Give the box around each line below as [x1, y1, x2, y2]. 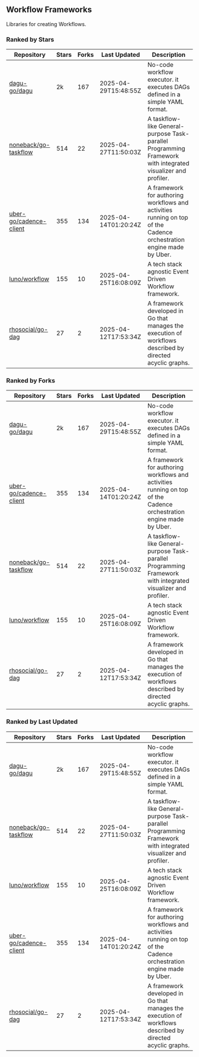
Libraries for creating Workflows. [6, 20, 86, 27]
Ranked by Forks [6, 377, 55, 385]
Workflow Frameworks [6, 5, 92, 15]
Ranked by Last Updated [6, 718, 78, 726]
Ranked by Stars [6, 35, 54, 43]
